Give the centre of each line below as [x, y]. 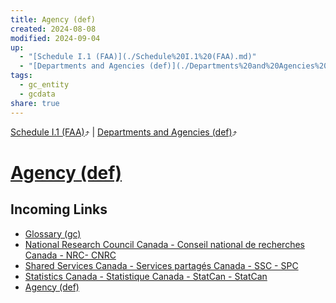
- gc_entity [44, 85]
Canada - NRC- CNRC [70, 255]
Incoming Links [59, 209]
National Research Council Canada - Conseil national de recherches [164, 244]
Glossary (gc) [53, 233]
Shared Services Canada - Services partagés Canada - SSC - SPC [161, 265]
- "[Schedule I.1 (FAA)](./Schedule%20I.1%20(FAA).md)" [138, 57]
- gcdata [37, 94]
